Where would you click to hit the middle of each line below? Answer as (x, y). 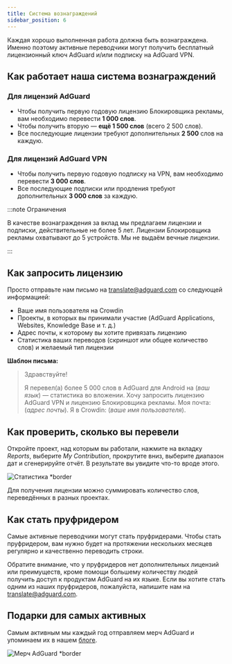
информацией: (29, 297)
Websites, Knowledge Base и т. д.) (66, 325)
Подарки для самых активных (77, 616)
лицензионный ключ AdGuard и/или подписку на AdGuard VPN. (101, 55)
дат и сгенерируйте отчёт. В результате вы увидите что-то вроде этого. (113, 463)
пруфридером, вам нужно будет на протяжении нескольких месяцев (110, 543)
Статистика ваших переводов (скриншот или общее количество (113, 340)
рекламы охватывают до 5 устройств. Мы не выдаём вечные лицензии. (114, 238)
